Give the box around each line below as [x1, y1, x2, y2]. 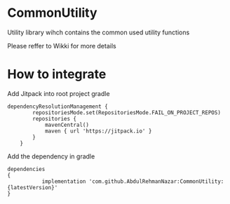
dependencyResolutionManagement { [7, 103, 109, 110]
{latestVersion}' [7, 184, 58, 191]
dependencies [7, 165, 46, 172]
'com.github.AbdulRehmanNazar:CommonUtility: [88, 177, 224, 185]
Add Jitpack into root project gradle [7, 89, 110, 97]
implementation [41, 177, 86, 185]
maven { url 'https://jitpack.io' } [44, 128, 152, 135]
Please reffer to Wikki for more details [7, 41, 117, 50]
